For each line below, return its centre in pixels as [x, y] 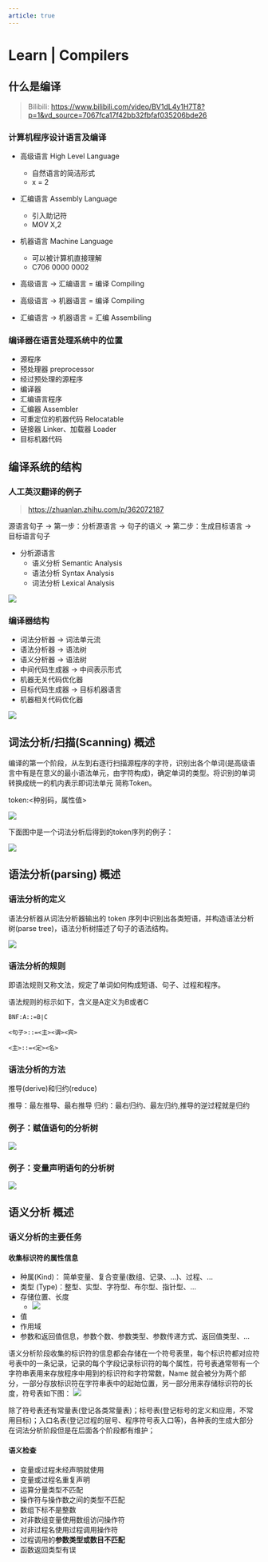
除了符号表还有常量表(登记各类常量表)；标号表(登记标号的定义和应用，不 [128, 1410]
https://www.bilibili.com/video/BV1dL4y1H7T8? [128, 106]
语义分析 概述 [41, 1212]
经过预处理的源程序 [51, 379]
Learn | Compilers [69, 55]
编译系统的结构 [45, 467]
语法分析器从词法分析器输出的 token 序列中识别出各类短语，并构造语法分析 [131, 918]
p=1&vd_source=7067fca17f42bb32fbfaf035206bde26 [117, 115]
